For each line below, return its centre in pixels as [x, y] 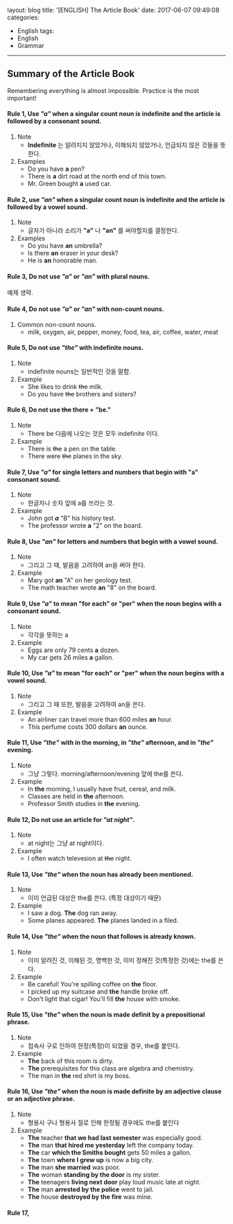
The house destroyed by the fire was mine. [90, 1197]
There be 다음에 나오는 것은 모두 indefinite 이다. [93, 434]
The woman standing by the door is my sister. [94, 1175]
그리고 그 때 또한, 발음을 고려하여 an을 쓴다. [86, 704]
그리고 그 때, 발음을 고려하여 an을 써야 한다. [86, 565]
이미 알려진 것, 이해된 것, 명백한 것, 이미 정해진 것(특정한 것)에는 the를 [122, 960]
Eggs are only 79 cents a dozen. [74, 650]
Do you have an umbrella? [65, 246]
